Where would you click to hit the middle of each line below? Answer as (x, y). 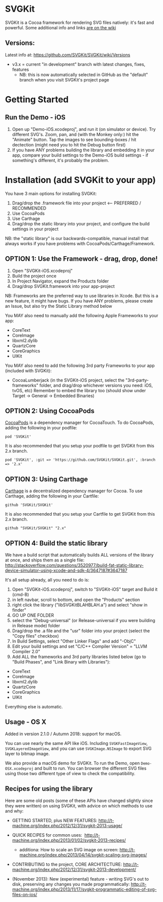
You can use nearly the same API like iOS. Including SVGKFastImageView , (76, 743)
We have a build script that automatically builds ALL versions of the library (80, 555)
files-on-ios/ (25, 894)
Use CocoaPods (28, 213)
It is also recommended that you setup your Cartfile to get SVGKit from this (80, 514)
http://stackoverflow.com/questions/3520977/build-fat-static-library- (74, 565)
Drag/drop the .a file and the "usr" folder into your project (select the (81, 631)
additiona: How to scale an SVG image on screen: (69, 849)
